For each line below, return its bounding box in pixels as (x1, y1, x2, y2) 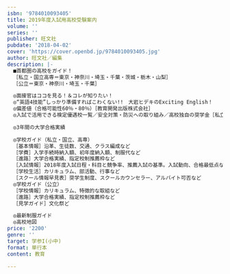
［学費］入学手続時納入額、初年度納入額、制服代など (13, 149, 141, 156)
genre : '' (7, 232, 36, 238)
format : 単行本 (7, 244, 47, 251)
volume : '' (7, 23, 38, 29)
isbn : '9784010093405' (7, 10, 72, 17)
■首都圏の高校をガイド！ (13, 67, 73, 74)
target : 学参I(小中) (7, 238, 62, 245)
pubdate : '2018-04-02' (7, 42, 72, 49)
